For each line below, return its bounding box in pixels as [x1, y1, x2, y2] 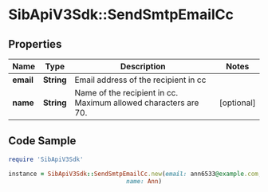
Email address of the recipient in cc [74, 74, 207, 85]
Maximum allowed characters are [74, 97, 199, 108]
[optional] [219, 97, 256, 108]
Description [120, 61, 166, 72]
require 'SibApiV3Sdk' [8, 155, 84, 163]
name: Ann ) [126, 177, 162, 185]
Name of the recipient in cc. [74, 88, 179, 98]
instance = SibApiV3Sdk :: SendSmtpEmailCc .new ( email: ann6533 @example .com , [8, 170, 262, 178]
